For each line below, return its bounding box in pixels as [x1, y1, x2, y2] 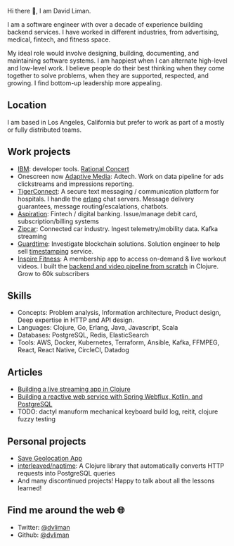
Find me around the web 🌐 [7, 504, 125, 516]
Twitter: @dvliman [17, 523, 70, 531]
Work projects [7, 146, 71, 158]
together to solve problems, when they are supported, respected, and [7, 71, 209, 80]
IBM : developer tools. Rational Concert [17, 164, 130, 173]
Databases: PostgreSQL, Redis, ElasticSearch [17, 331, 149, 340]
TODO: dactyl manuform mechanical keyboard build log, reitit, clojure [17, 407, 219, 416]
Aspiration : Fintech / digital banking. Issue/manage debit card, [17, 209, 198, 218]
